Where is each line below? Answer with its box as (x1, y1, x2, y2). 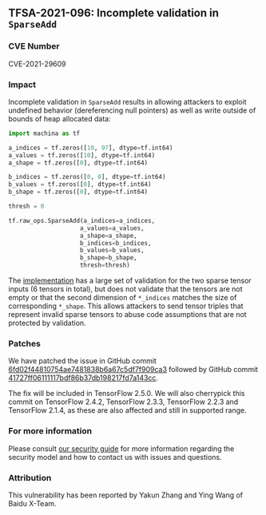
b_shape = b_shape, (79, 254, 137, 262)
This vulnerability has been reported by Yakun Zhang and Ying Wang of (8, 490, 244, 500)
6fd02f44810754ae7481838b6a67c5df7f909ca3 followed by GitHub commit (8, 365, 258, 374)
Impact (8, 79, 37, 90)
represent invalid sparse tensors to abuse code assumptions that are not (8, 310, 247, 319)
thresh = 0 (8, 203, 45, 211)
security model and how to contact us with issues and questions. (8, 452, 222, 462)
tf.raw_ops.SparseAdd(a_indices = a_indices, (8, 216, 156, 224)
